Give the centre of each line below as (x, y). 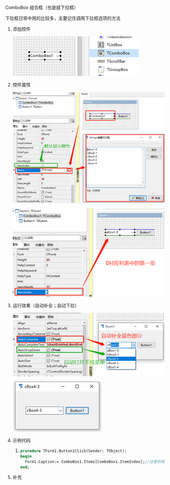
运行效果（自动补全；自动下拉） (46, 305)
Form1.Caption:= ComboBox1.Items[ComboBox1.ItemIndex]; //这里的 (93, 462)
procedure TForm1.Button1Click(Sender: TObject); (74, 451)
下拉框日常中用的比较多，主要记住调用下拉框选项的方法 (63, 18)
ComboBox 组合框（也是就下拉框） (42, 7)
